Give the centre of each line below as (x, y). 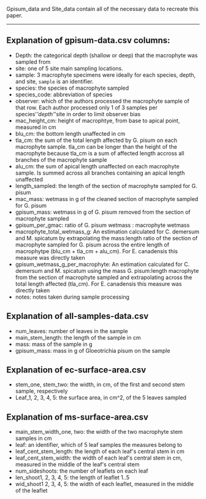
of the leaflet (31, 490)
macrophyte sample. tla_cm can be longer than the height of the (96, 146)
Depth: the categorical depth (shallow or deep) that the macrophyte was (106, 55)
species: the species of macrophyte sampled (72, 88)
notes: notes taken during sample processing (72, 297)
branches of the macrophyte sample (61, 160)
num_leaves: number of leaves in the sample (71, 331)
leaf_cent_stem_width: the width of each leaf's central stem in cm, (99, 458)
